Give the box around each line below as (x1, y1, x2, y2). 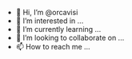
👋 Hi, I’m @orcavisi (15, 8, 78, 17)
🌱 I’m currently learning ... (15, 25, 102, 33)
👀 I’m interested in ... (15, 16, 84, 26)
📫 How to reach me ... (15, 42, 90, 51)
